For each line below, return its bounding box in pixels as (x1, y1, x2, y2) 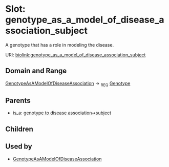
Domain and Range (5, 67, 67, 75)
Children (5, 124, 33, 133)
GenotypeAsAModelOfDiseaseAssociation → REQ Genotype (5, 80, 131, 88)
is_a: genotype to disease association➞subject (12, 110, 112, 116)
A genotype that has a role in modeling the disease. (5, 41, 114, 48)
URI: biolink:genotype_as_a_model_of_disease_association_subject (5, 52, 146, 58)
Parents (5, 96, 31, 105)
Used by (5, 142, 32, 151)
